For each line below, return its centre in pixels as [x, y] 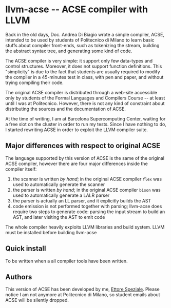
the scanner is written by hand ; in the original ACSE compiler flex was [87, 179]
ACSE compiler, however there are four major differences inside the [77, 163]
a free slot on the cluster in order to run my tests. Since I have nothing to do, [86, 124]
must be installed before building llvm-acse [51, 232]
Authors [19, 277]
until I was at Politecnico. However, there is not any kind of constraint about [85, 103]
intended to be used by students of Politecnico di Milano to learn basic [80, 40]
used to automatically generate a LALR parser [61, 195]
